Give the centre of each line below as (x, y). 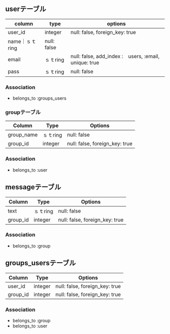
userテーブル (26, 9)
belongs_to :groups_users (39, 98)
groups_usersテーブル (40, 263)
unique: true (85, 62)
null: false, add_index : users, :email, (115, 56)
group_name (23, 135)
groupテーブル (23, 112)
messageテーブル (33, 187)
